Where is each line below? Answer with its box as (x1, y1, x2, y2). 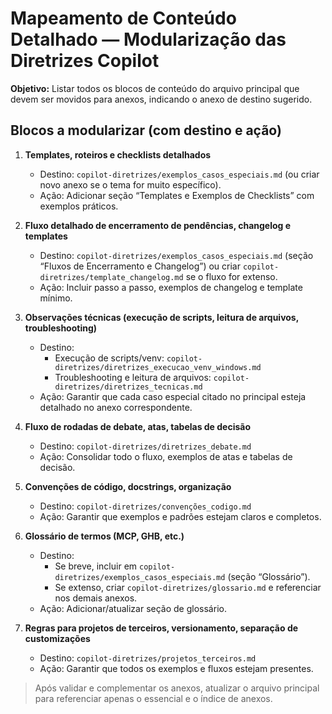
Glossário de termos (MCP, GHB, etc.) (24, 530, 185, 542)
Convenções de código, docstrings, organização (24, 480, 232, 492)
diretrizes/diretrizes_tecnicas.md (54, 382, 203, 392)
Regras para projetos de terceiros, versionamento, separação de (24, 622, 299, 634)
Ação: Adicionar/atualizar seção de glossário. (39, 602, 227, 614)
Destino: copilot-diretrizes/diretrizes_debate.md (39, 440, 252, 452)
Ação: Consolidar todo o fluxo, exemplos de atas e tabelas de (39, 450, 293, 462)
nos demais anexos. (54, 592, 138, 604)
